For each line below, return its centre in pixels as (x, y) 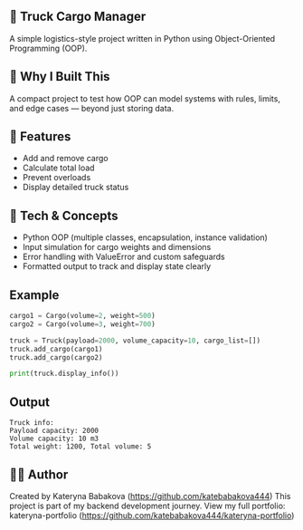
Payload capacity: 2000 (54, 431)
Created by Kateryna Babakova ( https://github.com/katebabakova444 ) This (150, 496)
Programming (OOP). (48, 48)
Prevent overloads (57, 178)
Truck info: (32, 423)
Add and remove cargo (65, 159)
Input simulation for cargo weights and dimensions (117, 247)
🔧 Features (40, 137)
